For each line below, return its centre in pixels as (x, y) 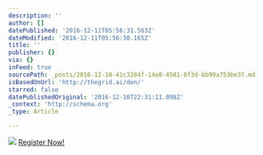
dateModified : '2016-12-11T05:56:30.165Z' (80, 38)
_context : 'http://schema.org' (60, 104)
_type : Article (34, 112)
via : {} (21, 60)
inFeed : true (30, 68)
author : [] (26, 23)
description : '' (35, 15)
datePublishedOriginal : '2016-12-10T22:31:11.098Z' (96, 97)
